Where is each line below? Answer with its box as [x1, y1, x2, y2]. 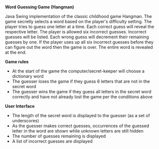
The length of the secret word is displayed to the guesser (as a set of [12, 113, 150, 118]
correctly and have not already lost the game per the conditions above [12, 94, 153, 100]
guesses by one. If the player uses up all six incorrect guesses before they [5, 39, 154, 45]
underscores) [12, 118, 39, 123]
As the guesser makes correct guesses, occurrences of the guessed [12, 123, 149, 129]
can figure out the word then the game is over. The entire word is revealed [5, 45, 153, 50]
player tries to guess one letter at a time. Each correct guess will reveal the [5, 24, 154, 30]
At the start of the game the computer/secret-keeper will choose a [12, 68, 144, 74]
